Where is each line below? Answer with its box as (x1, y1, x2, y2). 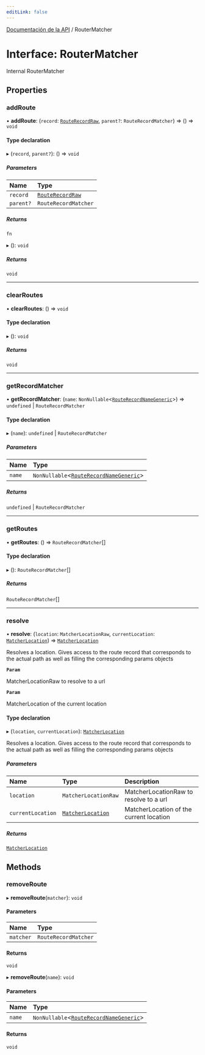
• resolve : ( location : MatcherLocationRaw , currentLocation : (6, 630, 155, 638)
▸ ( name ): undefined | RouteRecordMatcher (6, 429, 107, 437)
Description (124, 777, 160, 786)
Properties (6, 85, 48, 95)
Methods (6, 862, 41, 872)
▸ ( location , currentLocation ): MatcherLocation (6, 728, 125, 735)
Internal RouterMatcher (6, 67, 65, 75)
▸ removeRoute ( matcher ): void (6, 894, 82, 901)
